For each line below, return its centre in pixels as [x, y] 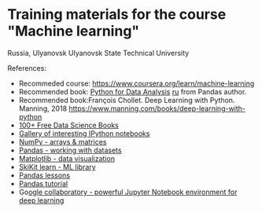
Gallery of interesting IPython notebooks [84, 133]
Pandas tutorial [43, 183]
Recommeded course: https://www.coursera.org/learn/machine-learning [137, 83]
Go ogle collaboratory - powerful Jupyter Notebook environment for [128, 192]
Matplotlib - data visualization [67, 158]
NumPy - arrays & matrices [63, 141]
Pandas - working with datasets [70, 150]
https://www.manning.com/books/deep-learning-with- [157, 108]
